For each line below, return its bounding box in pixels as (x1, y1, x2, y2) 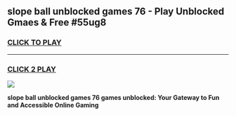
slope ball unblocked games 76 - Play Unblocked (7, 6, 225, 18)
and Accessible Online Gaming (7, 101, 99, 109)
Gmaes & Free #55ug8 (7, 17, 107, 29)
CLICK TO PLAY (7, 38, 62, 48)
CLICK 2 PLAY (7, 64, 56, 74)
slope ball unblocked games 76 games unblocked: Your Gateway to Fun (7, 93, 220, 101)
